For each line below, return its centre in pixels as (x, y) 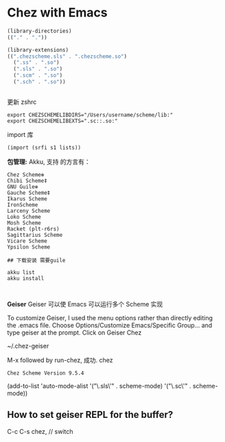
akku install (26, 278)
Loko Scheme (24, 217)
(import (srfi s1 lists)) (44, 147)
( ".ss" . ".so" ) (36, 63)
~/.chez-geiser (28, 346)
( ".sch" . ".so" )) (40, 82)
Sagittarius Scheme (35, 235)
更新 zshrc (22, 102)
